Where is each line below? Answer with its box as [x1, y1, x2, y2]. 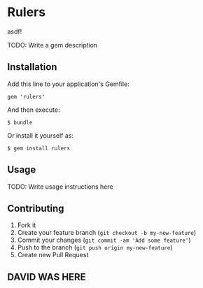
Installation [7, 61, 57, 73]
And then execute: [7, 106, 60, 114]
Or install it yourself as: [7, 131, 73, 140]
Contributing [7, 202, 64, 214]
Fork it [17, 221, 36, 229]
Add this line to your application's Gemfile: [7, 80, 129, 88]
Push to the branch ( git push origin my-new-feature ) [17, 243, 173, 252]
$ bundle [7, 119, 33, 126]
